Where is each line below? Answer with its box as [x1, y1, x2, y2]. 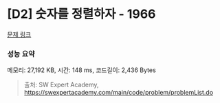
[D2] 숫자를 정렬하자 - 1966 [7, 6, 156, 22]
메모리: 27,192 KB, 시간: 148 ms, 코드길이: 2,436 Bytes [7, 66, 156, 74]
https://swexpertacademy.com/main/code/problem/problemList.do [23, 89, 214, 97]
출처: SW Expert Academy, [23, 80, 99, 89]
